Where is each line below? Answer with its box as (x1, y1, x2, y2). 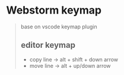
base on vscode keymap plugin (20, 23, 98, 30)
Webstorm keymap (6, 4, 102, 17)
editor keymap (20, 40, 76, 50)
